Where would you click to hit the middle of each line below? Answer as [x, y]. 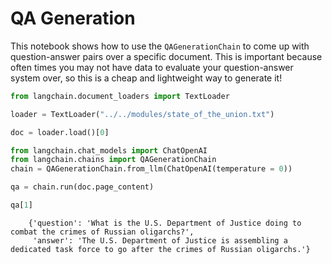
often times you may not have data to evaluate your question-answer [152, 67]
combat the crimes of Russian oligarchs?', [102, 232]
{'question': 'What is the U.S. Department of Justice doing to [165, 223]
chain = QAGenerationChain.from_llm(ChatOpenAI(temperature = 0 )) [151, 169]
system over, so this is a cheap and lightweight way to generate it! [146, 78]
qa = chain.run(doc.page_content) [82, 187]
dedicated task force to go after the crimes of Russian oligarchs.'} [160, 249]
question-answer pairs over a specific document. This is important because [166, 56]
